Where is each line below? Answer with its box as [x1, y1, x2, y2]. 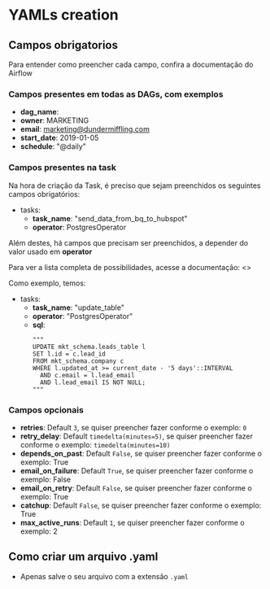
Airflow [8, 68, 33, 78]
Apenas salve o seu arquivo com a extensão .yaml [20, 571, 189, 581]
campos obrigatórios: [8, 189, 81, 199]
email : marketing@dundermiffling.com [20, 124, 150, 134]
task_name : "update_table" [32, 303, 124, 312]
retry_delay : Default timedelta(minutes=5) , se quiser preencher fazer [20, 431, 254, 441]
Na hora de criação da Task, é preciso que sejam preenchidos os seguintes [8, 181, 261, 190]
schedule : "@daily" [20, 142, 87, 151]
